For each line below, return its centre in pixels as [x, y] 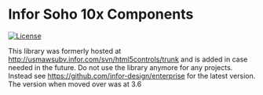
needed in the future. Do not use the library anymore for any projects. [121, 67]
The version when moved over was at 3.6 [75, 84]
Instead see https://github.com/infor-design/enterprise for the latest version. [132, 76]
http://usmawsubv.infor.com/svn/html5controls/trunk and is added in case [128, 59]
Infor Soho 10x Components [101, 14]
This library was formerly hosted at [65, 51]
